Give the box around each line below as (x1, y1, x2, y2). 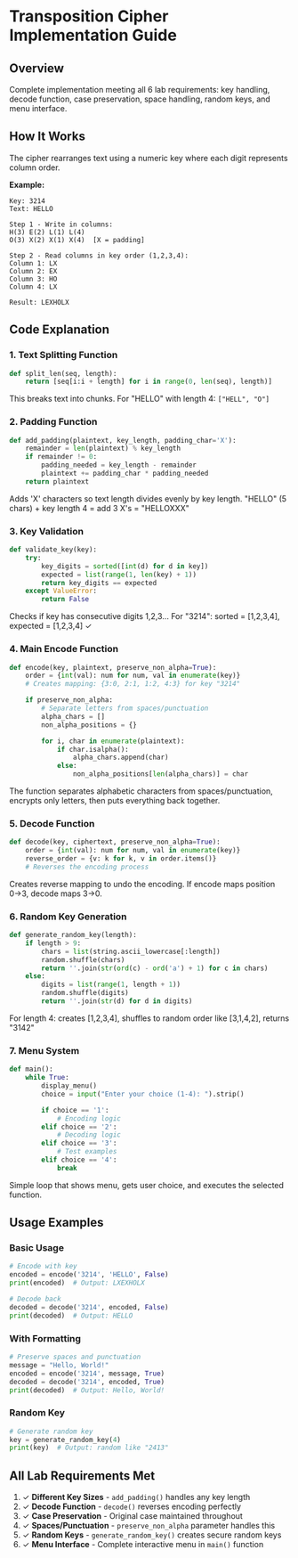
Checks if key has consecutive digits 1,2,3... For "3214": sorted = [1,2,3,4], (9, 611, 280, 622)
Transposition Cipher (9, 6, 169, 27)
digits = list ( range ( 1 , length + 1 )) (41, 980, 181, 990)
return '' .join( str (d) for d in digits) (41, 997, 193, 1006)
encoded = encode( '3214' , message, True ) (9, 1369, 165, 1378)
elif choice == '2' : (41, 1122, 117, 1131)
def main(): (9, 1064, 53, 1074)
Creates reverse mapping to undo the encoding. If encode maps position (9, 878, 276, 889)
